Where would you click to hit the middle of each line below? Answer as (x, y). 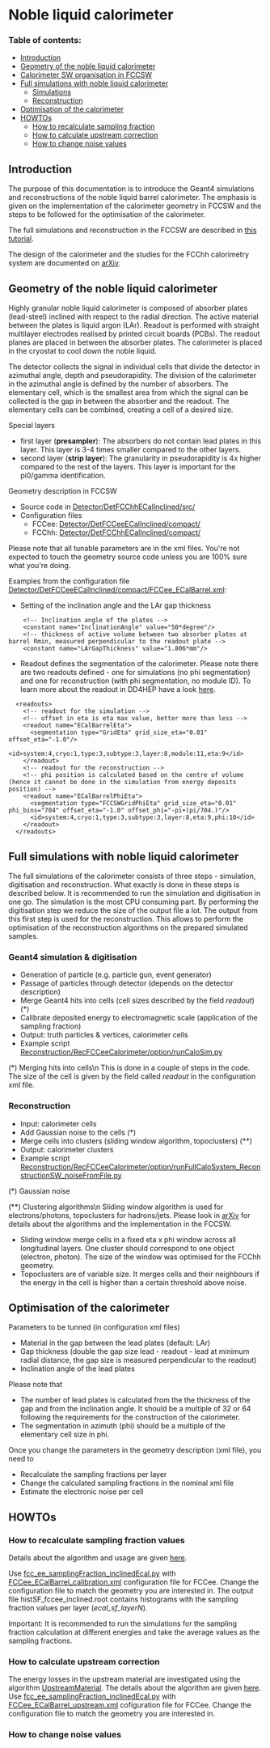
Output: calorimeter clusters (67, 1149)
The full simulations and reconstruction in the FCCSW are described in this (133, 230)
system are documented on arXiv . (65, 263)
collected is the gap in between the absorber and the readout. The (119, 401)
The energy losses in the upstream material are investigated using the (124, 1679)
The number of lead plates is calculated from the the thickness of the (135, 1400)
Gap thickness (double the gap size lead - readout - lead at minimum (135, 1351)
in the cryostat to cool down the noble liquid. (83, 351)
